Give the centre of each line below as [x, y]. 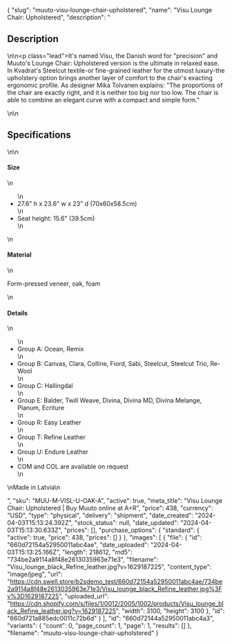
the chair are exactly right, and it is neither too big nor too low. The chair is [113, 92]
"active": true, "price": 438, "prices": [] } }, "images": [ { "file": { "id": [105, 537]
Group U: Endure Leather [52, 452]
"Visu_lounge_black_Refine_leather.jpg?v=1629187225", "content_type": [109, 567]
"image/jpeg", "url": [35, 574]
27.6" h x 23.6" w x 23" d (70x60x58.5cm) [77, 203]
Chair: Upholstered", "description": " [59, 17]
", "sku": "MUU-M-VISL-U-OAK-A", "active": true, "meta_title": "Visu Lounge [115, 501]
